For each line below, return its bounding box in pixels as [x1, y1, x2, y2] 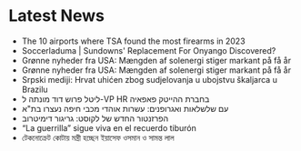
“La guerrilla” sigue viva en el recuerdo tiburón [21, 122, 197, 133]
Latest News [8, 5, 105, 26]
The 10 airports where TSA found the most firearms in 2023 [21, 35, 246, 46]
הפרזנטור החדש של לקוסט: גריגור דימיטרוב [21, 113, 169, 124]
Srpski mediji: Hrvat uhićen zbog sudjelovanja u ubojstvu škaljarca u [21, 74, 278, 85]
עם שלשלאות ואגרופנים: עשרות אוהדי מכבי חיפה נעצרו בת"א [21, 103, 229, 114]
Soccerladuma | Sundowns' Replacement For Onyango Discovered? [21, 45, 276, 55]
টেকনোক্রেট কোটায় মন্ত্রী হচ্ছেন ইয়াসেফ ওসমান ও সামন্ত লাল [21, 132, 175, 143]
